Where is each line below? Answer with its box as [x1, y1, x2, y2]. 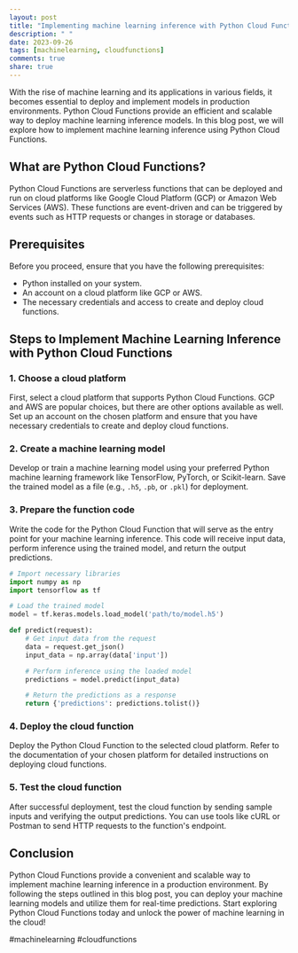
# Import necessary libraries [9, 569, 122, 578]
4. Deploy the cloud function [9, 720, 135, 732]
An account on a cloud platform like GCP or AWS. [21, 287, 202, 298]
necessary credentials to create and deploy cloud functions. [9, 420, 229, 431]
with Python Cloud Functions [9, 345, 173, 360]
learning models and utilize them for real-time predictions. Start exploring [9, 897, 278, 909]
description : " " [9, 29, 74, 38]
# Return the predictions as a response [25, 691, 176, 700]
